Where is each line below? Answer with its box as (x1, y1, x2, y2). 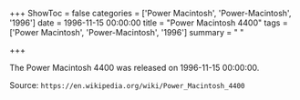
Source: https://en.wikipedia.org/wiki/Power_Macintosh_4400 (9, 80, 245, 90)
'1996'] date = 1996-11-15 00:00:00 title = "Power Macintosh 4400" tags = (9, 17, 289, 28)
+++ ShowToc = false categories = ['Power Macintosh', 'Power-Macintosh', (9, 8, 292, 18)
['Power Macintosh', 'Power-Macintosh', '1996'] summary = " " (9, 27, 244, 37)
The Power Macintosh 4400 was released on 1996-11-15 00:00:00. (9, 63, 260, 73)
